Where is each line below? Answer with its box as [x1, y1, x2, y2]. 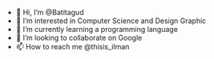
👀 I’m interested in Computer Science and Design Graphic [15, 16, 207, 26]
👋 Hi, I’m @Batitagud [15, 8, 84, 17]
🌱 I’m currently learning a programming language [15, 25, 179, 33]
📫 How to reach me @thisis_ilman [15, 42, 130, 51]
